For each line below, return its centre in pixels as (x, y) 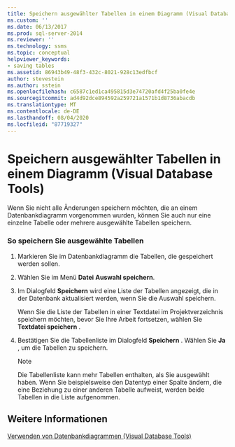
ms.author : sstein (34, 85)
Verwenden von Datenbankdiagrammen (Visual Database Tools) (99, 436)
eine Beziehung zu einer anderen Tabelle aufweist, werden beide (111, 390)
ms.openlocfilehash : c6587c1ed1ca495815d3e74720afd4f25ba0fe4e (101, 92)
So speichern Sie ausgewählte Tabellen (76, 241)
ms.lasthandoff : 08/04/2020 (48, 118)
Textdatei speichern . (49, 327)
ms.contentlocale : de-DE (43, 111)
